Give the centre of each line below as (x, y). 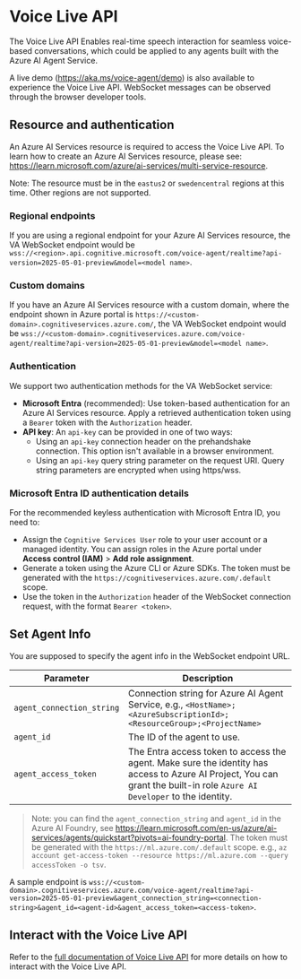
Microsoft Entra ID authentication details (99, 493)
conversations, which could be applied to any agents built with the (157, 50)
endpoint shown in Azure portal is (72, 315)
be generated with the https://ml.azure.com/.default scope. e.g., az (159, 847)
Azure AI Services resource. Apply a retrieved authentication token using (156, 412)
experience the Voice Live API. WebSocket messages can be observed (140, 87)
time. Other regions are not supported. (80, 192)
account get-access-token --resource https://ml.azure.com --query (159, 855)
